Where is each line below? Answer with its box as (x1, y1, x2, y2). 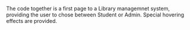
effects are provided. (6, 18, 58, 24)
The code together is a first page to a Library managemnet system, (6, 5, 170, 12)
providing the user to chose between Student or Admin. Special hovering (6, 11, 185, 18)
